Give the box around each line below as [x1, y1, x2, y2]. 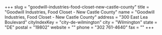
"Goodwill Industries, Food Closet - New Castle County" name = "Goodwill [4, 9, 155, 15]
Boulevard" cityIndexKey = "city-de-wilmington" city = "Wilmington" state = [4, 19, 158, 25]
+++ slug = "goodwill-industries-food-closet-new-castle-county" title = [4, 4, 150, 10]
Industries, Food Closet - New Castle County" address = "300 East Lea [4, 14, 148, 20]
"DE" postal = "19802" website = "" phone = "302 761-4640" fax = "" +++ [4, 24, 154, 30]
